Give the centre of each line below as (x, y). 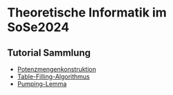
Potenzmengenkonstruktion (57, 69)
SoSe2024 (38, 27)
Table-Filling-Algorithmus (53, 76)
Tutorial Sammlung (49, 53)
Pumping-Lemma (42, 84)
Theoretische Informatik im (87, 13)
